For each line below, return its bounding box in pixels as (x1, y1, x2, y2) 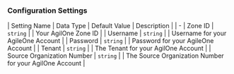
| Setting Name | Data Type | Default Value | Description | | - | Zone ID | (7, 22, 214, 30)
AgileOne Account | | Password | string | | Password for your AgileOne (7, 37, 214, 45)
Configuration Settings (7, 6, 88, 16)
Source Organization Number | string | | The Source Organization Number (7, 51, 224, 60)
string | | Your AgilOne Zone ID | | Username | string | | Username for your (7, 29, 227, 37)
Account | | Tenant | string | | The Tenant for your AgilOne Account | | (7, 44, 211, 53)
